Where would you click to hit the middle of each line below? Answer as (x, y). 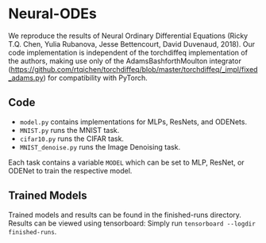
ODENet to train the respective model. (70, 170)
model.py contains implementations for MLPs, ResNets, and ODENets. (133, 121)
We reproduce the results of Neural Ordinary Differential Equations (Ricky (128, 36)
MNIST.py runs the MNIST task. (69, 130)
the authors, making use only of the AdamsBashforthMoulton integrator (125, 61)
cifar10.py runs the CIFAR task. (72, 139)
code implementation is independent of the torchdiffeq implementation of (128, 52)
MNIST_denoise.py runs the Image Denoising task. (100, 146)
